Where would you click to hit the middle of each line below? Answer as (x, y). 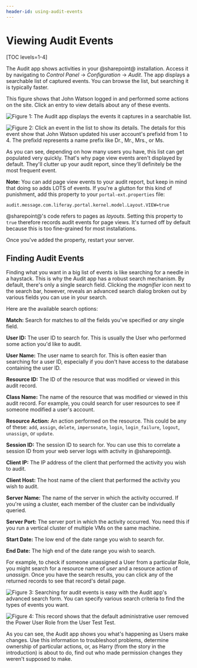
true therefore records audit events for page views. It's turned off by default (98, 222)
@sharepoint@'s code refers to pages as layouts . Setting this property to (95, 216)
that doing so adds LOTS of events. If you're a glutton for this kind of (89, 188)
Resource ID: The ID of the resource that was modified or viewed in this (93, 380)
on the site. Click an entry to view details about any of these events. (88, 105)
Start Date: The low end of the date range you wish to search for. (85, 540)
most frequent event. (31, 170)
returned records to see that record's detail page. (66, 581)
